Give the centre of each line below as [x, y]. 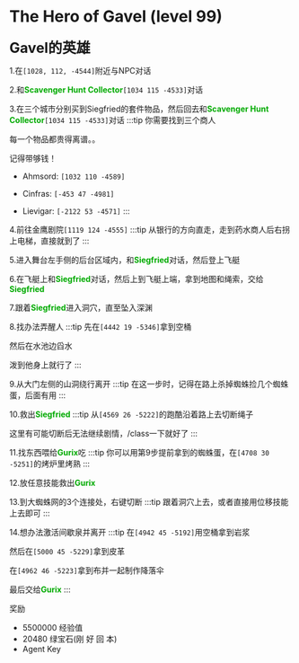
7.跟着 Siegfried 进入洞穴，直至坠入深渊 [81, 307]
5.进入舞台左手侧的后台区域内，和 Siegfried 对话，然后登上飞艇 [125, 260]
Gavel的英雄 [50, 48]
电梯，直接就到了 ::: [53, 241]
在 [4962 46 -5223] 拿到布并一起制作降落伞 [87, 570]
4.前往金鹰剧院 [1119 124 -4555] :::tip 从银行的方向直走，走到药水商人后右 [146, 229]
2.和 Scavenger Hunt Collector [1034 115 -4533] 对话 [106, 89]
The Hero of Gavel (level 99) [116, 17]
